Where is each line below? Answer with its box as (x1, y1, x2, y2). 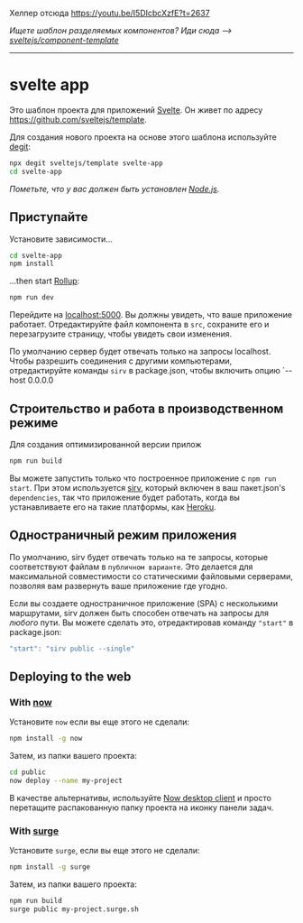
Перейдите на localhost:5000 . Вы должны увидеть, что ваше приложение (9, 309, 293, 320)
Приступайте (9, 209, 88, 225)
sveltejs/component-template (9, 35, 119, 45)
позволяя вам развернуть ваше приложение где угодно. (9, 580, 228, 591)
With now (9, 696, 52, 708)
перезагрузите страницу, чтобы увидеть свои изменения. (9, 328, 233, 339)
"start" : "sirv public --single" (9, 644, 135, 653)
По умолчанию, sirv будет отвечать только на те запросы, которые (9, 551, 269, 562)
